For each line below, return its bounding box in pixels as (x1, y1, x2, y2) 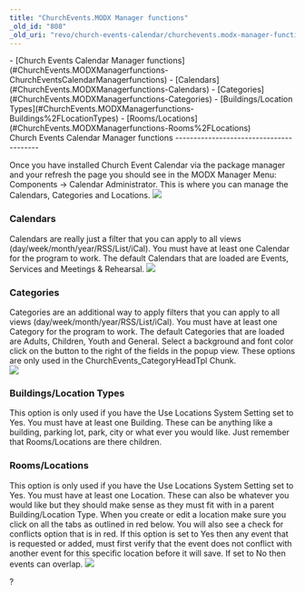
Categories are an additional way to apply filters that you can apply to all (9, 307, 280, 317)
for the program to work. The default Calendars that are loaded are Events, (9, 252, 289, 264)
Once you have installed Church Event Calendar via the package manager (9, 160, 286, 171)
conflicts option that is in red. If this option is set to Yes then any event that (9, 528, 289, 539)
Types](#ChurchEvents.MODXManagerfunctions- (9, 104, 195, 115)
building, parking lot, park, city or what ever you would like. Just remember (9, 427, 290, 437)
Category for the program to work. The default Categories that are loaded (9, 326, 285, 337)
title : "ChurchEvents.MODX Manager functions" (9, 13, 189, 23)
